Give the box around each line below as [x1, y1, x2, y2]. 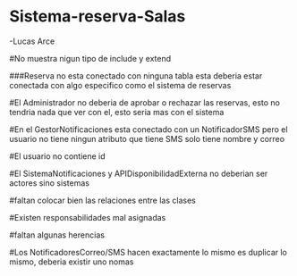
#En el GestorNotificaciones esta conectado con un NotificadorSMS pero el [9, 123, 288, 135]
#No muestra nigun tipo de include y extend [9, 53, 172, 63]
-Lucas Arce [9, 36, 55, 46]
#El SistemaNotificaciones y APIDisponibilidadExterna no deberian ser [9, 168, 268, 179]
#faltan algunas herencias [9, 230, 106, 240]
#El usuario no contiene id [9, 150, 106, 162]
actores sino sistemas [9, 177, 89, 188]
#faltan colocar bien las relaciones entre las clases [9, 195, 197, 205]
